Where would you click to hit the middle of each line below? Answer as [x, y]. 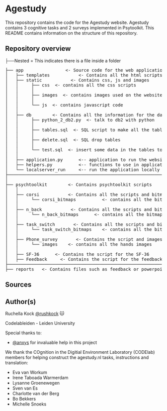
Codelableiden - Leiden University [40, 323]
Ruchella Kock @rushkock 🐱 [35, 313]
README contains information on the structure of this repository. [72, 33]
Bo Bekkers [24, 399]
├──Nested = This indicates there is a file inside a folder [63, 61]
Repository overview [38, 49]
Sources [18, 285]
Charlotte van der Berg [36, 393]
